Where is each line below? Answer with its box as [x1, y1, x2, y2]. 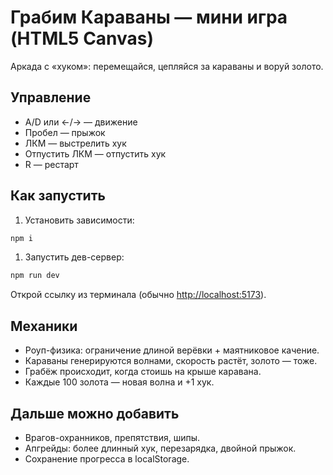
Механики [10, 317, 78, 335]
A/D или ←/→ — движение [24, 116, 138, 128]
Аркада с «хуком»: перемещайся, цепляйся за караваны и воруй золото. [10, 60, 324, 72]
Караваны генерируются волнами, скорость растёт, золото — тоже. [24, 355, 318, 367]
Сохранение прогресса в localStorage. [24, 452, 190, 465]
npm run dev [10, 271, 60, 281]
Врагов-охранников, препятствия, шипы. [24, 431, 200, 443]
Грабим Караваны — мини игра [10, 6, 288, 29]
